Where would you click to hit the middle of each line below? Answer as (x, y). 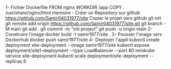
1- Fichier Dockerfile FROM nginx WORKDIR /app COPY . (65, 7)
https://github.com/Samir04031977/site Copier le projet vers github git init (83, 18)
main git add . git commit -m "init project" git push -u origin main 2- (82, 29)
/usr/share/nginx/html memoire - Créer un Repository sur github (73, 13)
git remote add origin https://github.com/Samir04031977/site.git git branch (84, 23)
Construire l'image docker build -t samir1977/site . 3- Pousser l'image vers (84, 34)
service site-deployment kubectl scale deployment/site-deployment (77, 56)
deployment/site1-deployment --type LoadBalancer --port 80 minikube (80, 50)
